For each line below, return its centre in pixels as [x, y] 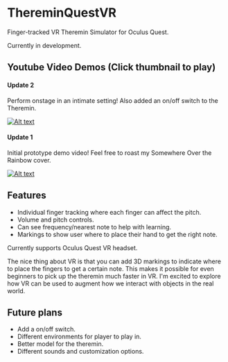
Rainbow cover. [29, 160]
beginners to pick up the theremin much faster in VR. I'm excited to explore [114, 276]
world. [16, 290]
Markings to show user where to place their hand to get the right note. [117, 234]
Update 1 [20, 138]
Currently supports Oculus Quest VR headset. [72, 247]
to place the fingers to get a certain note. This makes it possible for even [111, 268]
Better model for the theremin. [60, 344]
